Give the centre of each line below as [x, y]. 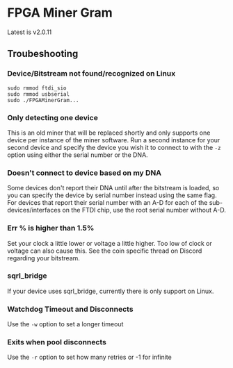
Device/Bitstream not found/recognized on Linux [91, 74]
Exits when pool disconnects [57, 342]
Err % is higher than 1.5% [51, 228]
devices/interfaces [34, 210]
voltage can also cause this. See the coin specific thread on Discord [105, 251]
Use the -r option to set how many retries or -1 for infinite [89, 357]
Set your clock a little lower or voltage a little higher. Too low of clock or [110, 243]
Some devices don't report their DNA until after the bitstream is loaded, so [113, 188]
